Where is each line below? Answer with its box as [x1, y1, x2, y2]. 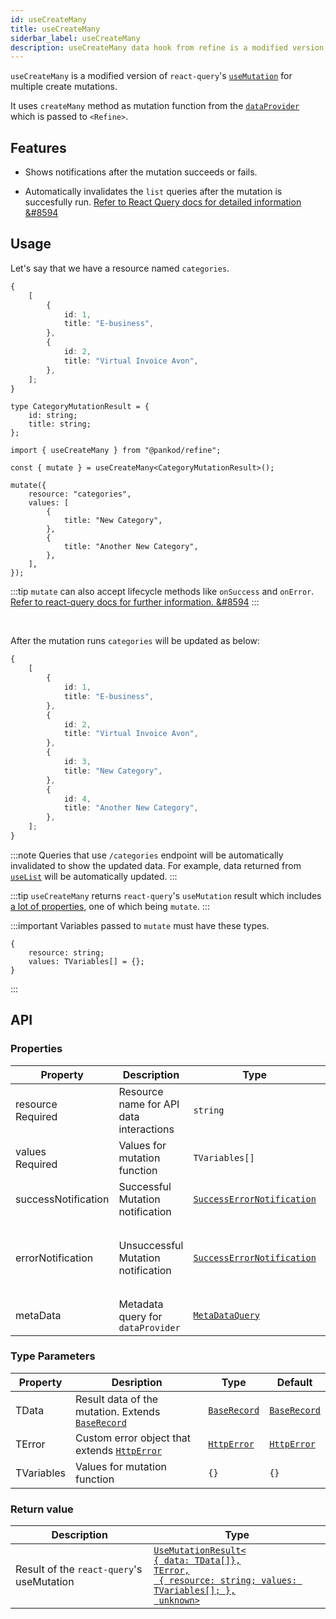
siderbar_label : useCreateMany [10, 33, 141, 43]
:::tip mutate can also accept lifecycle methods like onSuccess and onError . [10, 586, 315, 598]
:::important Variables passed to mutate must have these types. [10, 919, 270, 931]
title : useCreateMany [10, 24, 101, 34]
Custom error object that [75, 1431, 192, 1445]
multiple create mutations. [10, 81, 118, 93]
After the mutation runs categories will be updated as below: [10, 635, 261, 647]
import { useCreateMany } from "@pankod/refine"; [10, 446, 222, 456]
